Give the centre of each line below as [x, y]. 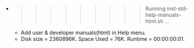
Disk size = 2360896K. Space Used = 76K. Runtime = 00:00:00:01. [103, 39]
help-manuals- [163, 15]
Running [155, 9]
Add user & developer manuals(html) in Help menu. [83, 33]
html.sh [154, 21]
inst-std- [177, 9]
